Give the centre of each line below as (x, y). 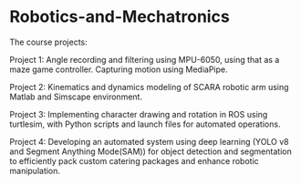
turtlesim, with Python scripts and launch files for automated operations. (145, 124)
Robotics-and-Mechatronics (119, 17)
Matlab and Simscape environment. (76, 97)
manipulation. (35, 170)
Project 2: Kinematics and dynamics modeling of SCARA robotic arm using (149, 87)
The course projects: (49, 42)
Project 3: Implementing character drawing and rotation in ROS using (139, 114)
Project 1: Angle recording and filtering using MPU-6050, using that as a (145, 59)
